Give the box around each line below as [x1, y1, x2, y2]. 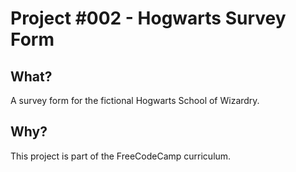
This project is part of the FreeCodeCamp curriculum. [10, 150, 232, 162]
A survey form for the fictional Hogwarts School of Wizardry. [10, 95, 260, 106]
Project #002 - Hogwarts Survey [10, 7, 287, 30]
